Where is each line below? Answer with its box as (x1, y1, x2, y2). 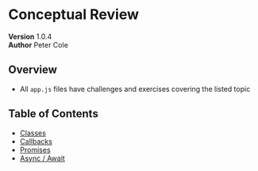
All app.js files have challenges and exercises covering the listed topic (19, 84, 251, 93)
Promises (19, 145, 51, 154)
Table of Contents (8, 107, 99, 120)
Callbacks (19, 136, 53, 146)
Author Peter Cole (8, 40, 69, 49)
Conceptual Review (8, 6, 139, 24)
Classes (19, 128, 46, 138)
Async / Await (19, 153, 65, 163)
